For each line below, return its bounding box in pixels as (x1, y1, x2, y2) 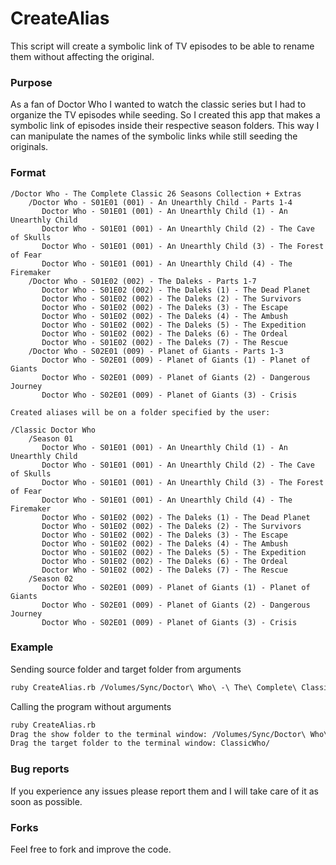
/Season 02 (28, 573, 74, 584)
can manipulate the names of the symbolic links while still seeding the (10, 130, 298, 142)
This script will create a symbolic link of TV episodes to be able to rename (10, 40, 315, 52)
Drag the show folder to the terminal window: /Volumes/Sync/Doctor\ (10, 729, 307, 739)
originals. (10, 141, 49, 153)
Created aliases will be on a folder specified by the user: (10, 407, 271, 417)
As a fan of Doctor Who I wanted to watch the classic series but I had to (10, 98, 307, 111)
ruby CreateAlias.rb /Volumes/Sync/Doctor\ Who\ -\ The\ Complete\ (10, 682, 298, 692)
